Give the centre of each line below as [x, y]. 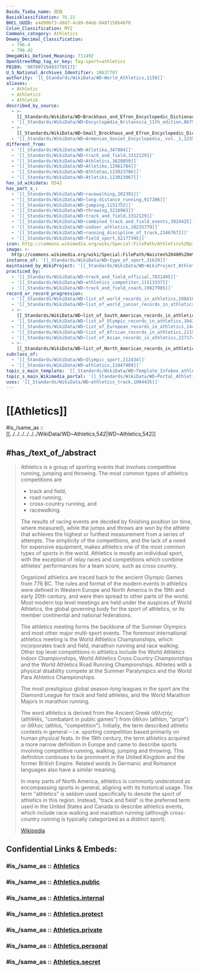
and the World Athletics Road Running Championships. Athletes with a [106, 664]
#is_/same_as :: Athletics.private [54, 930]
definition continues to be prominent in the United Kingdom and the [103, 757]
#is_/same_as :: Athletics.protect [55, 914]
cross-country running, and [63, 504]
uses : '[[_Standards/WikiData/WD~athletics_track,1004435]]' [83, 382]
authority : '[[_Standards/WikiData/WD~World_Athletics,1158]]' [86, 78]
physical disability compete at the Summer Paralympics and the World [106, 671]
